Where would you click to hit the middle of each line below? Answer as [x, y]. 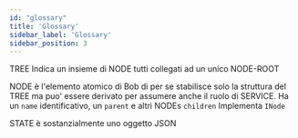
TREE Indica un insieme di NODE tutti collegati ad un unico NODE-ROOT [144, 69]
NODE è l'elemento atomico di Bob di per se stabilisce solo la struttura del [148, 86]
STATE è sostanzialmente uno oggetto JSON [93, 123]
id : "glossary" [38, 18]
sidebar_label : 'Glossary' [61, 34]
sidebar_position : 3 [49, 43]
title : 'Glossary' [44, 26]
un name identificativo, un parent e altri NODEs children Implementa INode [147, 106]
